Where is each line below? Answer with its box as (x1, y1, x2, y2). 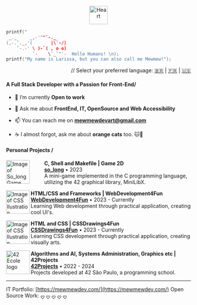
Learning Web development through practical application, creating (30, 202, 191, 209)
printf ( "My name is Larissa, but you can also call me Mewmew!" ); (6, 56, 172, 62)
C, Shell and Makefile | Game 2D (44, 159, 124, 167)
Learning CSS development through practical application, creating (30, 232, 191, 239)
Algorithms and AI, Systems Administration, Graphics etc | (30, 250, 176, 257)
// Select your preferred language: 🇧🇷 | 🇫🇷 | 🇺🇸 (71, 67, 191, 74)
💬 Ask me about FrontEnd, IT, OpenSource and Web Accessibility (14, 105, 176, 112)
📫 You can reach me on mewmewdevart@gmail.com (14, 117, 147, 124)
